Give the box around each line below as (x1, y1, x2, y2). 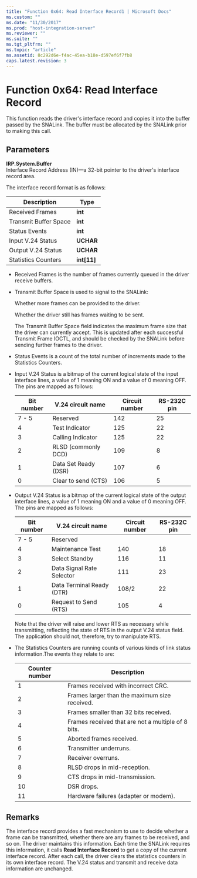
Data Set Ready (52, 460, 96, 468)
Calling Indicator (52, 433, 98, 442)
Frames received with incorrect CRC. (67, 682, 169, 690)
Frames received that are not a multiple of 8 (67, 718, 188, 726)
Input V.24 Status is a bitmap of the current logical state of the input (14, 370, 179, 378)
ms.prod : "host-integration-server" (6, 25, 96, 31)
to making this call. (6, 128, 52, 135)
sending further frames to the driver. (14, 342, 103, 349)
